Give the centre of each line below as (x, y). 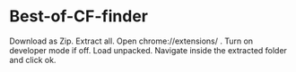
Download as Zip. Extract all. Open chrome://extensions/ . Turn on (131, 41)
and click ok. (33, 60)
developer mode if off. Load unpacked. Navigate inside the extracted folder (148, 50)
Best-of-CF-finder (78, 16)
